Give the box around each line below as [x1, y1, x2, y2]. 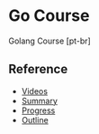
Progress [21, 105, 56, 116]
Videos [21, 85, 49, 96]
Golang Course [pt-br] [8, 35, 91, 46]
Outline [21, 114, 49, 125]
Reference [8, 62, 68, 77]
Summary [21, 95, 58, 106]
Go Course [8, 5, 90, 26]
